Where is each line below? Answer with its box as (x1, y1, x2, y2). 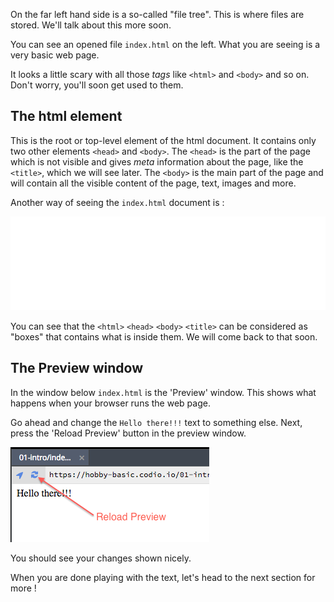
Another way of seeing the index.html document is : (10, 196, 225, 208)
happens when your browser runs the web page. (10, 397, 211, 409)
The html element (10, 108, 123, 125)
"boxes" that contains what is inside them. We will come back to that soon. (10, 330, 318, 343)
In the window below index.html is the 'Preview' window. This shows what (10, 386, 317, 398)
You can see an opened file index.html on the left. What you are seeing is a (10, 39, 321, 50)
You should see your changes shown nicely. (10, 552, 192, 564)
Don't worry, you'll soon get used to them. (10, 79, 184, 91)
